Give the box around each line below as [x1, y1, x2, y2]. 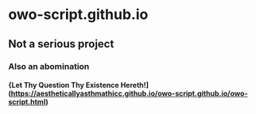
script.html [8, 97, 46, 107]
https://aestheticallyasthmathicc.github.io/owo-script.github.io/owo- [10, 89, 248, 98]
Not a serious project [8, 37, 114, 51]
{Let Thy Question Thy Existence [8, 81, 119, 90]
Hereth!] [120, 81, 149, 90]
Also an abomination [8, 61, 90, 72]
